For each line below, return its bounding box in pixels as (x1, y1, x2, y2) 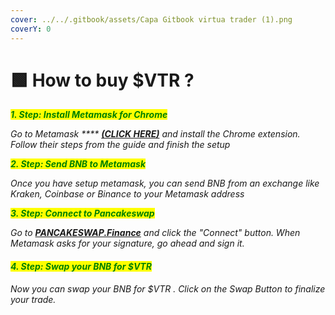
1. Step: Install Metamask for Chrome (10, 109, 168, 121)
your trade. (10, 293, 57, 305)
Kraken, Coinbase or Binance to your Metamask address (10, 188, 245, 200)
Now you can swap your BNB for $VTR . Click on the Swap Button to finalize (10, 282, 326, 295)
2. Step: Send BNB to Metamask (10, 158, 147, 170)
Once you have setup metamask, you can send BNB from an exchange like (10, 177, 320, 190)
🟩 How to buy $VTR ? (10, 69, 195, 91)
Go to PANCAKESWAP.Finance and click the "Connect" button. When (10, 227, 301, 239)
